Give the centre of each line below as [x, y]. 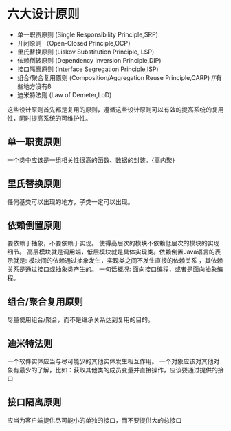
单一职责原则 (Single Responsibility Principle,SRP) [87, 34]
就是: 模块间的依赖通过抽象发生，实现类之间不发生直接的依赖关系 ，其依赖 [118, 261]
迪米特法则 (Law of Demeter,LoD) [64, 94]
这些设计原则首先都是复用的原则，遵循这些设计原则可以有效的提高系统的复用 [115, 109]
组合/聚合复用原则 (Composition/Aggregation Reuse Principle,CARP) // [117, 77]
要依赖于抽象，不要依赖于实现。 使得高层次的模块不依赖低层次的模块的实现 [113, 243]
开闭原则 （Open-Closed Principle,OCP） [75, 43]
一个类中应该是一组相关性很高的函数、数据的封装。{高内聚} [91, 160]
